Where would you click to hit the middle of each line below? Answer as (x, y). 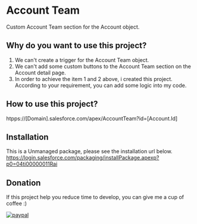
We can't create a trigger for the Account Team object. (82, 60)
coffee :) (17, 204)
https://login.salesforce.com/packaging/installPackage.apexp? (83, 158)
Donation (24, 183)
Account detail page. (40, 73)
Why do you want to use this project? (76, 46)
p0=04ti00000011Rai (32, 164)
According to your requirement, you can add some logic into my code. (101, 85)
